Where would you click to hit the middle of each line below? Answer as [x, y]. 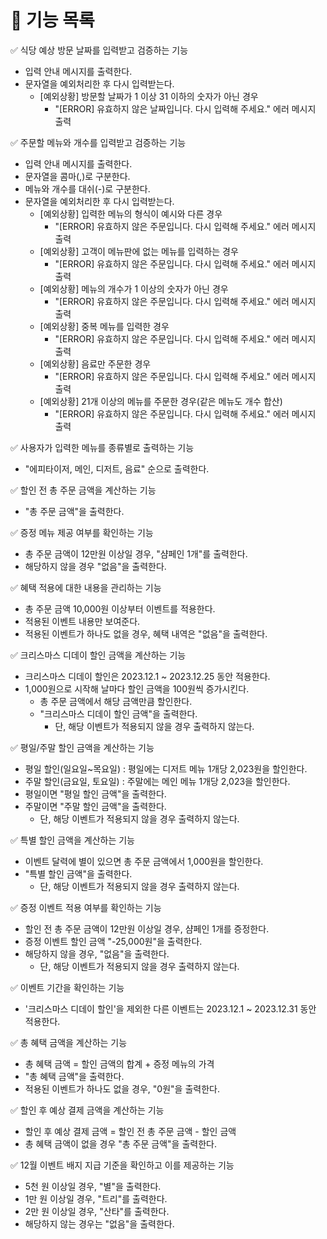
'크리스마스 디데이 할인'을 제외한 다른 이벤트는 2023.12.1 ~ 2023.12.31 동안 [170, 1008]
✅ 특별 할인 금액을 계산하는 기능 [72, 840]
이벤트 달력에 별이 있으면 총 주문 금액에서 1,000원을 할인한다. [144, 861]
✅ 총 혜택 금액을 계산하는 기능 [69, 1042]
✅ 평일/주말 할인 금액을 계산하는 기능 [82, 747]
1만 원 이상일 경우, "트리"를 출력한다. [96, 1198]
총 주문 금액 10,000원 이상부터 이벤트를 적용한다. [120, 608]
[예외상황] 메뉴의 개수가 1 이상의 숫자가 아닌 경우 [134, 288]
